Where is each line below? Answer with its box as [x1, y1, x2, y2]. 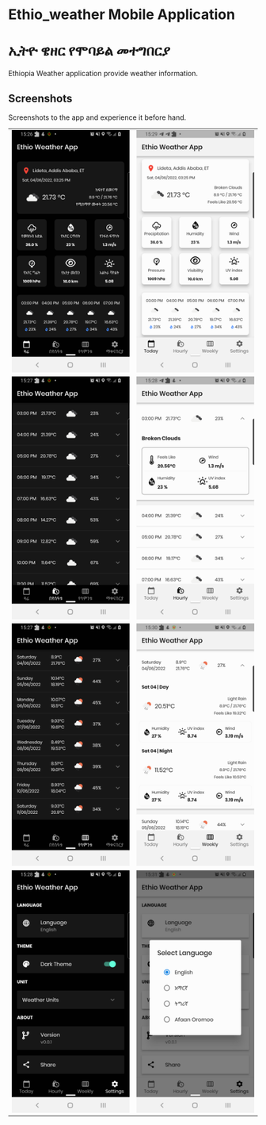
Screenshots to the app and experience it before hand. [8, 113, 187, 122]
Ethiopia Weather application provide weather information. [8, 69, 199, 79]
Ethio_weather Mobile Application [8, 6, 236, 24]
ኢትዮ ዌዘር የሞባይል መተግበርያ [8, 42, 171, 60]
